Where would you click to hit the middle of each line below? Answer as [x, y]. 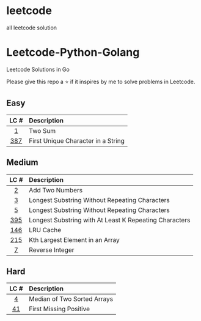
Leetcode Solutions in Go [38, 69]
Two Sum [42, 130]
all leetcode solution [31, 28]
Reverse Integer [52, 250]
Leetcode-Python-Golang [73, 52]
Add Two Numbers [56, 190]
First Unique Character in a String [77, 140]
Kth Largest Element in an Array [75, 240]
